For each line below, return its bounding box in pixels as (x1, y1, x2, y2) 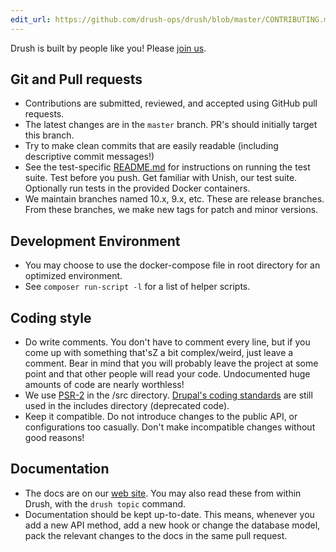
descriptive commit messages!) (24, 151, 155, 163)
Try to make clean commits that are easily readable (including (24, 140, 279, 152)
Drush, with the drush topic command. (24, 497, 187, 510)
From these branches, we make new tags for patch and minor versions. (24, 204, 319, 216)
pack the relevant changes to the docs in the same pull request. (24, 529, 288, 541)
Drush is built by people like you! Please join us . (10, 42, 207, 54)
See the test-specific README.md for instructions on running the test (24, 161, 311, 173)
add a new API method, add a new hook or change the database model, (24, 519, 321, 531)
